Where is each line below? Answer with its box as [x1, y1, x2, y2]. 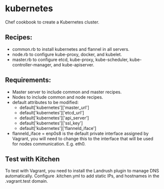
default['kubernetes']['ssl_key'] [19, 120, 83, 126]
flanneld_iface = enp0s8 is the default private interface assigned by [12, 130, 149, 136]
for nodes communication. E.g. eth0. [12, 141, 86, 147]
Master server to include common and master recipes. [12, 89, 122, 95]
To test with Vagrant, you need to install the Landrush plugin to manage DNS [5, 168, 159, 174]
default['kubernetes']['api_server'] [19, 115, 89, 121]
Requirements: [5, 76, 51, 84]
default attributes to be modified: [12, 99, 79, 105]
